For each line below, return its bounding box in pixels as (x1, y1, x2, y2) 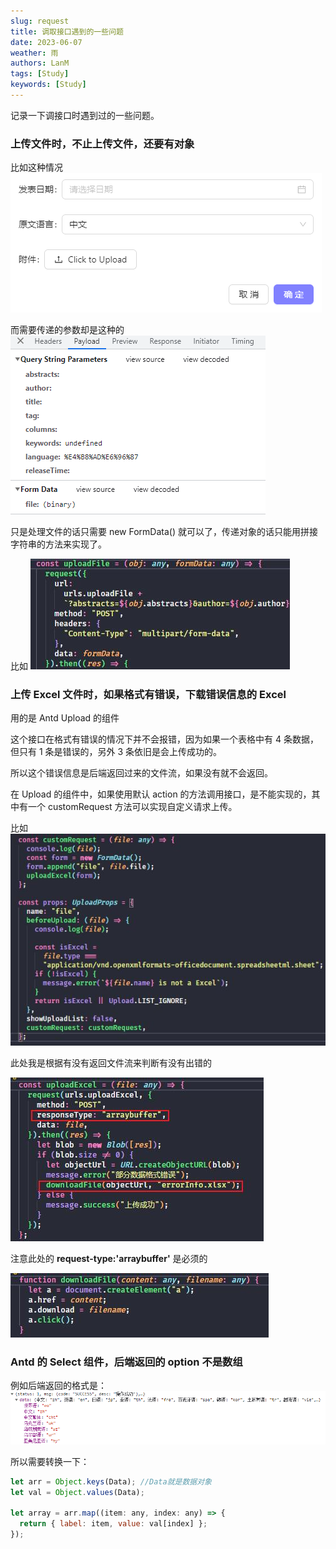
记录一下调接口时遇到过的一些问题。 (10, 109, 160, 121)
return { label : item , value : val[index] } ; (19, 1519, 208, 1529)
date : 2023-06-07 (10, 37, 83, 47)
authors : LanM (10, 58, 70, 69)
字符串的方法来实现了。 (10, 538, 107, 550)
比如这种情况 (10, 161, 63, 174)
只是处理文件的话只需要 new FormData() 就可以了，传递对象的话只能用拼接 (10, 526, 318, 538)
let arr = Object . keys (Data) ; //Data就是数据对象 (10, 1476, 212, 1487)
